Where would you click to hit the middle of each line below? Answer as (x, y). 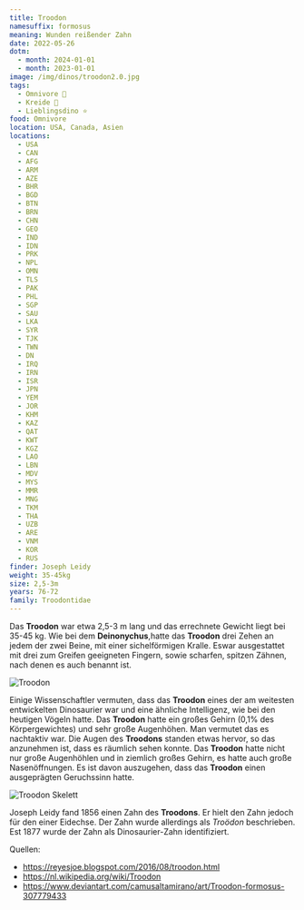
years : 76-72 (34, 592)
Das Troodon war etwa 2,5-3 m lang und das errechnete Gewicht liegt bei (147, 626)
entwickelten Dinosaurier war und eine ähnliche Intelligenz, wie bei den (142, 710)
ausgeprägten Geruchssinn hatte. (72, 777)
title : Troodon (38, 18)
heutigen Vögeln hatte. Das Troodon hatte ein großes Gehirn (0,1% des (142, 719)
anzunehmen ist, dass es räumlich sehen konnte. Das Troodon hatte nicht (147, 748)
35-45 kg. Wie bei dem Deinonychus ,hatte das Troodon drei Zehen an (142, 636)
